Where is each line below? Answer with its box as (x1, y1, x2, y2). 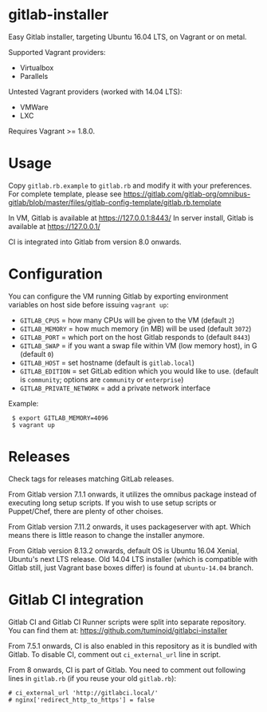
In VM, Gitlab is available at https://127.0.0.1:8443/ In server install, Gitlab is (8, 213, 253, 223)
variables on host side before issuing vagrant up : (8, 299, 169, 309)
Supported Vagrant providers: (8, 47, 106, 57)
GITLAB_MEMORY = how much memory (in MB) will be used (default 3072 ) (19, 323, 252, 333)
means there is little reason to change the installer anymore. (8, 530, 205, 540)
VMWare (19, 102, 49, 112)
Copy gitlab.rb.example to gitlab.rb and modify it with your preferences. (8, 180, 253, 190)
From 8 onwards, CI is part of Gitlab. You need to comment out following (8, 665, 245, 674)
